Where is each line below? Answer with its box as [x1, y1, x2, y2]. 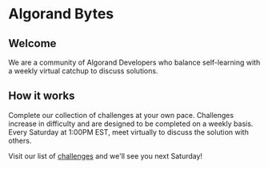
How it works [8, 89, 75, 103]
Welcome [8, 37, 57, 50]
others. [8, 136, 32, 145]
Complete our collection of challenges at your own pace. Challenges [8, 110, 234, 120]
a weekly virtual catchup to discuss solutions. [8, 66, 158, 76]
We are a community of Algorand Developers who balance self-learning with [8, 57, 261, 67]
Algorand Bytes [8, 5, 114, 23]
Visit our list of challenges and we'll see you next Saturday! [8, 151, 202, 160]
